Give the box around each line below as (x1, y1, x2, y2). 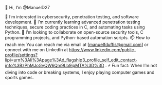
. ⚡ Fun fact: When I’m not (105, 63, 157, 68)
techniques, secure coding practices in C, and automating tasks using (5, 24, 145, 30)
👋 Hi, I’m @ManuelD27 (5, 5, 50, 10)
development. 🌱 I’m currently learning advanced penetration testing (5, 19, 141, 25)
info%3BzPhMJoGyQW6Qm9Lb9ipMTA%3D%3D (5, 63, 105, 68)
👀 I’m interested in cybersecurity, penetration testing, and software (5, 14, 139, 19)
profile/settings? (5, 52, 38, 57)
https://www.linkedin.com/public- (69, 47, 136, 53)
